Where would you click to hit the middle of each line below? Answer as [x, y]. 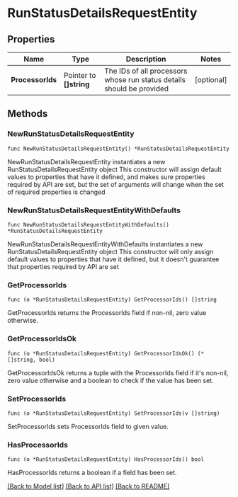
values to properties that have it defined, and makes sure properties [106, 177]
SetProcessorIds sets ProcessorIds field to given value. [88, 426]
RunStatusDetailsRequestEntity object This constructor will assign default [114, 169]
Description [146, 59]
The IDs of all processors [146, 71]
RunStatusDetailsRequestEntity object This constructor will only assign [110, 251]
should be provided [136, 88]
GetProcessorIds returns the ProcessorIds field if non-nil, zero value [107, 313]
